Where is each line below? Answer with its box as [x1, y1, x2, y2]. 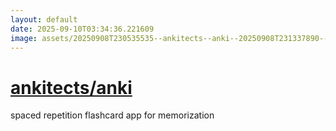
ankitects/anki [10, 76, 133, 99]
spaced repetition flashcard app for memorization [10, 109, 215, 121]
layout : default [10, 14, 78, 25]
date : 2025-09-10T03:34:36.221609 [10, 24, 155, 34]
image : [10, 33, 38, 43]
